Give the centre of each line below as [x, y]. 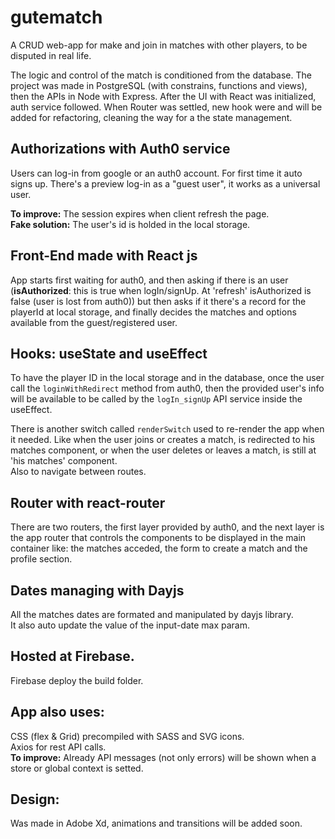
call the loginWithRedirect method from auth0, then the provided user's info [167, 388]
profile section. [41, 559]
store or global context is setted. [77, 768]
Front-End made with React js [104, 256]
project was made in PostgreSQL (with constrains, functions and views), [159, 85]
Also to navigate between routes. [78, 472]
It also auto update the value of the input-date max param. [130, 625]
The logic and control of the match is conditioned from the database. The [161, 75]
